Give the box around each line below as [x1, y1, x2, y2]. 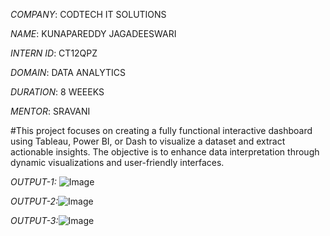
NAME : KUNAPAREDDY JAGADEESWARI [10, 28, 177, 39]
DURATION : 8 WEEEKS [10, 86, 105, 98]
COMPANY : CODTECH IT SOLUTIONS [10, 9, 167, 20]
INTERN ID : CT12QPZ [10, 47, 98, 59]
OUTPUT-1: [10, 176, 57, 188]
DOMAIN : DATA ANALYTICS [10, 67, 127, 78]
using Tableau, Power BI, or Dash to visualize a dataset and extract [10, 135, 286, 147]
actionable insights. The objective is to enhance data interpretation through [10, 146, 320, 158]
